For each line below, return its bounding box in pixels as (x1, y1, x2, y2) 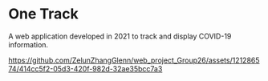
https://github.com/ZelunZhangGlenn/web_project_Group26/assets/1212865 (8, 55, 260, 65)
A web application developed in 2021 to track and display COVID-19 (8, 31, 232, 41)
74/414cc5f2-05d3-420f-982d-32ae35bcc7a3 (8, 63, 163, 73)
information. (8, 39, 49, 49)
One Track (8, 5, 79, 23)
